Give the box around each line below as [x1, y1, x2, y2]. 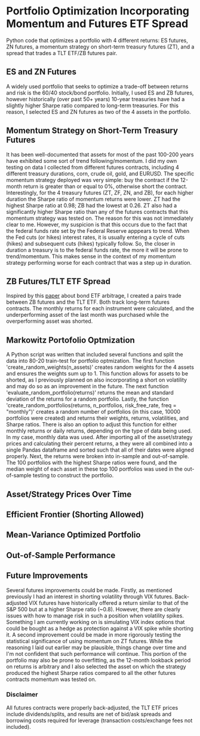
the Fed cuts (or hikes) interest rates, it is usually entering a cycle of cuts [6, 234, 185, 241]
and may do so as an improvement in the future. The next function [6, 383, 169, 390]
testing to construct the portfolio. [32, 472, 114, 479]
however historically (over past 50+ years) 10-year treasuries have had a [6, 95, 185, 102]
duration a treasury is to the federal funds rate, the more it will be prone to [6, 246, 189, 253]
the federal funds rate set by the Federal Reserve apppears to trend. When [6, 227, 190, 234]
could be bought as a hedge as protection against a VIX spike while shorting [6, 625, 194, 632]
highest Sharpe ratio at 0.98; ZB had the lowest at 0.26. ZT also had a [6, 202, 177, 209]
